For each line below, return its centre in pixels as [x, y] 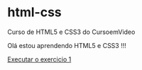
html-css [34, 12]
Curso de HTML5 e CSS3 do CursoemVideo [71, 32]
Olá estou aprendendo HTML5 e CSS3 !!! [67, 45]
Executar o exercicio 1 [39, 59]
